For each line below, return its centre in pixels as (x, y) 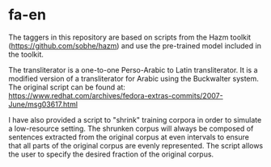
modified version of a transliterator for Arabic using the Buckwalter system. (133, 78)
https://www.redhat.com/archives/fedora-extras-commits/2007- (116, 95)
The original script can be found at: (67, 87)
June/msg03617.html (43, 104)
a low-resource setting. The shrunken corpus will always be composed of (131, 128)
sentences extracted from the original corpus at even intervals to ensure (129, 137)
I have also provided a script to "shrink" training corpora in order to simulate (135, 119)
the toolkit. (26, 54)
